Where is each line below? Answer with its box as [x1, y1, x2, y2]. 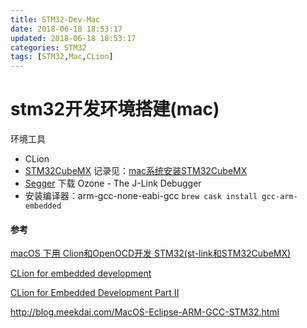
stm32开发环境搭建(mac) [10, 98, 220, 121]
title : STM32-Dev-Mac [10, 14, 101, 25]
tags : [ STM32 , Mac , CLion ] [10, 52, 114, 62]
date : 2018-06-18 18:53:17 [10, 24, 123, 34]
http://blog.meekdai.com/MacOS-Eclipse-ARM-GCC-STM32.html [10, 306, 280, 318]
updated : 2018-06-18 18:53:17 [10, 33, 137, 43]
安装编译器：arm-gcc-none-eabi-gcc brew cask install [24, 190, 258, 202]
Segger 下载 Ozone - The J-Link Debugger [24, 177, 202, 190]
